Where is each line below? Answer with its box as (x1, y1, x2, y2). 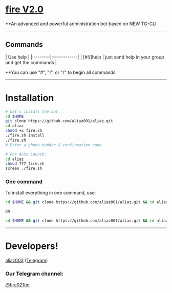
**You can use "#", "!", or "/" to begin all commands (5, 69, 116, 75)
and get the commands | (5, 59, 57, 65)
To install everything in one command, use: (5, 190, 96, 196)
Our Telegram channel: (5, 270, 64, 277)
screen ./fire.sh (5, 166, 42, 171)
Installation (5, 92, 54, 104)
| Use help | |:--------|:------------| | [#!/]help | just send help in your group (5, 54, 165, 60)
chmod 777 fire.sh (5, 161, 45, 166)
